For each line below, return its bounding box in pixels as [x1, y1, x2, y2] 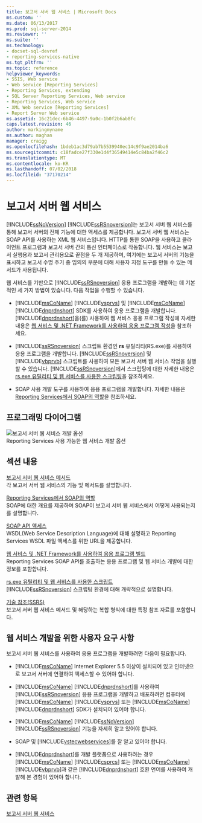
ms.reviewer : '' [6, 31, 47, 37]
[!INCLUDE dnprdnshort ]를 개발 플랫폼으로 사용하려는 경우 [14, 750, 154, 758]
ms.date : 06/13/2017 [6, 20, 58, 26]
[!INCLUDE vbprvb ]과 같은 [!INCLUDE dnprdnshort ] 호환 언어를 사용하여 [14, 766, 187, 773]
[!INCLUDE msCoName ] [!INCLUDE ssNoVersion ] [14, 718, 134, 725]
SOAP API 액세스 [6, 522, 47, 529]
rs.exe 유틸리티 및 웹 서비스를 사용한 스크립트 [6, 578, 113, 585]
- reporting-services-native [6, 54, 80, 60]
